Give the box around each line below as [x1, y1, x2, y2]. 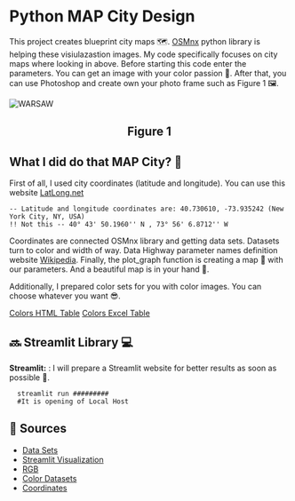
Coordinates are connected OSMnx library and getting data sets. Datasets [9, 235, 280, 246]
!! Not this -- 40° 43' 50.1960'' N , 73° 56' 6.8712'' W [9, 220, 228, 229]
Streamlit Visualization [21, 454, 104, 465]
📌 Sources [9, 421, 68, 436]
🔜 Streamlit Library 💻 [9, 335, 133, 350]
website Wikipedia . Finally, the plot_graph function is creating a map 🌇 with [9, 255, 283, 266]
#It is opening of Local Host [17, 397, 129, 406]
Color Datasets [21, 473, 77, 483]
